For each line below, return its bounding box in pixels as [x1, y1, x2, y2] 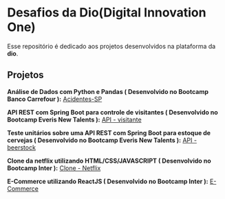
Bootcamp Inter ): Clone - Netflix [7, 163, 101, 172]
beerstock [7, 143, 36, 152]
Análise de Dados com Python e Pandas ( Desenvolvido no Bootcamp [7, 87, 208, 95]
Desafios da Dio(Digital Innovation [7, 5, 206, 21]
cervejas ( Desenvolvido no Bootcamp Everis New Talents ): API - [7, 136, 197, 144]
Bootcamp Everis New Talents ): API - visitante [7, 115, 142, 124]
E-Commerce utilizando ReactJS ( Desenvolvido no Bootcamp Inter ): [7, 177, 208, 185]
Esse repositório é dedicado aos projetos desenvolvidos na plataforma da [7, 42, 216, 50]
